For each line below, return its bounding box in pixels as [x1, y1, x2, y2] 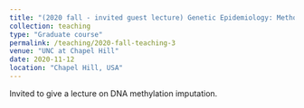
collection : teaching [9, 22, 91, 31]
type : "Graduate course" [9, 30, 103, 39]
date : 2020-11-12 [9, 55, 75, 64]
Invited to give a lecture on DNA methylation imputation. [9, 87, 218, 99]
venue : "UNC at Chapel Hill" [9, 47, 119, 56]
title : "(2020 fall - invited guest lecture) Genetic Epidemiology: [9, 13, 273, 22]
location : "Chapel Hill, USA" [9, 64, 124, 73]
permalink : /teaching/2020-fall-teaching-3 [9, 38, 176, 48]
